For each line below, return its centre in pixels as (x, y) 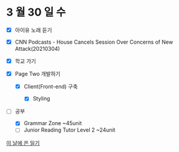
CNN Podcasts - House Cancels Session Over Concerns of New (94, 42)
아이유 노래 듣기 (33, 30)
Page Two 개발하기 (38, 74)
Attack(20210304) (37, 49)
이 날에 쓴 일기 (23, 143)
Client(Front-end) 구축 (51, 87)
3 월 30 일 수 (36, 12)
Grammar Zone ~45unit (53, 123)
